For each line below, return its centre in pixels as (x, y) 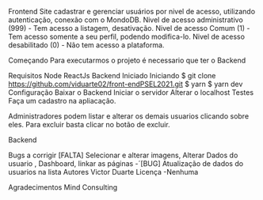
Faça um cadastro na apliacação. (62, 101)
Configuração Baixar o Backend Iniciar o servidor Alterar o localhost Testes (131, 92)
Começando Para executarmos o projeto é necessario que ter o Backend (127, 60)
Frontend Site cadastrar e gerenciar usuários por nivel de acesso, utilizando (132, 11)
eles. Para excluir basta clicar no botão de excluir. (89, 125)
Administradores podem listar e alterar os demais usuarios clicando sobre (129, 116)
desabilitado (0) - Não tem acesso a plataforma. (86, 45)
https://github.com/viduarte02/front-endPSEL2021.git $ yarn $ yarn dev (126, 84)
